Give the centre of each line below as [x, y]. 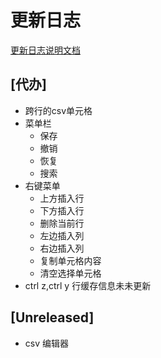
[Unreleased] [52, 317]
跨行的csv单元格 [58, 110]
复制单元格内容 [70, 260]
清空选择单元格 [70, 273]
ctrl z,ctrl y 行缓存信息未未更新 [88, 285]
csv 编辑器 [46, 343]
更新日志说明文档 [45, 50]
